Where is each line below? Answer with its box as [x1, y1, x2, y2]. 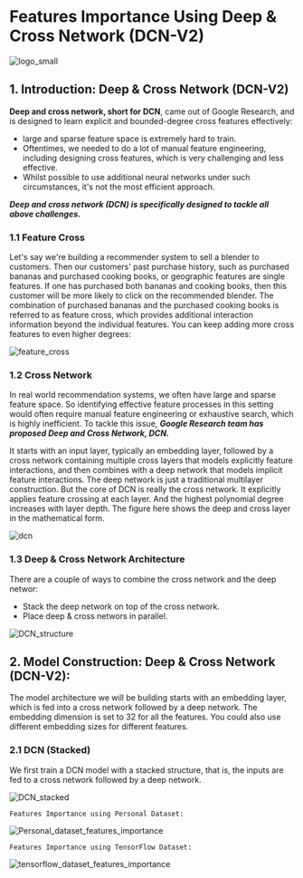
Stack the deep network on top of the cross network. [22, 601, 220, 612]
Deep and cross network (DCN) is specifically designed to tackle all [9, 198, 270, 209]
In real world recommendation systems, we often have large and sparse [9, 390, 277, 400]
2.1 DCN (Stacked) [9, 744, 91, 757]
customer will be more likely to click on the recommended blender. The [9, 290, 274, 301]
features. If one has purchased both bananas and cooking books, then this [9, 281, 288, 292]
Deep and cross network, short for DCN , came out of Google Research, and [9, 106, 295, 117]
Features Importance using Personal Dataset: [9, 809, 184, 818]
